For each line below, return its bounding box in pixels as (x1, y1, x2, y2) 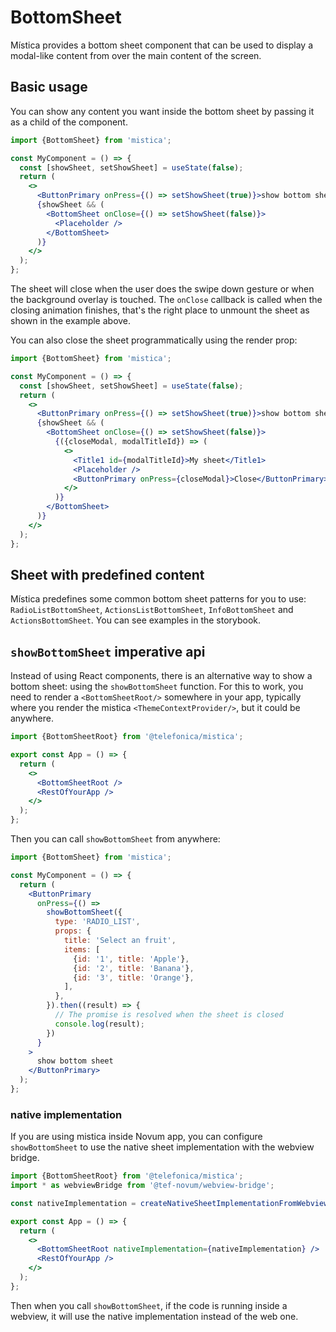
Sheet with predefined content (10, 566, 205, 583)
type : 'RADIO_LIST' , (54, 917, 141, 927)
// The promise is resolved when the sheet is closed (54, 1010, 284, 1020)
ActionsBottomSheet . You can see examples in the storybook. (10, 614, 262, 626)
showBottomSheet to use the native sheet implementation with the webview (10, 1141, 315, 1153)
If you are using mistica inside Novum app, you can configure (10, 1131, 263, 1143)
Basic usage (10, 79, 88, 96)
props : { (54, 926, 92, 936)
